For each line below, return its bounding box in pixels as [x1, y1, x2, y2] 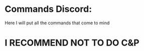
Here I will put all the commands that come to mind [5, 20, 110, 26]
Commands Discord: [5, 3, 92, 15]
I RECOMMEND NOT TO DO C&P [5, 37, 139, 49]
